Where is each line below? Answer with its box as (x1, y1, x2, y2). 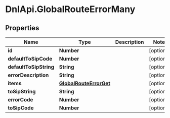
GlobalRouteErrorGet (59, 80, 110, 87)
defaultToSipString (8, 64, 55, 70)
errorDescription (8, 72, 49, 79)
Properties (5, 24, 39, 32)
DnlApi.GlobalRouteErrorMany (5, 4, 136, 15)
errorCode (8, 96, 33, 103)
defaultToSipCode (8, 55, 53, 62)
